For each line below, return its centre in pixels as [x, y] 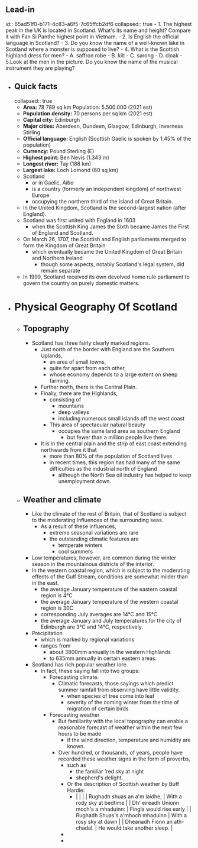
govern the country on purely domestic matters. [81, 283]
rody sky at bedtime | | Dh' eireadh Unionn [128, 803]
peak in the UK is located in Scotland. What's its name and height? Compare [98, 30]
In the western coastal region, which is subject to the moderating [111, 571]
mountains [71, 406]
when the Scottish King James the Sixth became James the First [110, 226]
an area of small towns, [78, 362]
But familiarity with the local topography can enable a [123, 721]
